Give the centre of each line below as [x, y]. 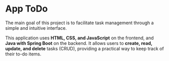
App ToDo [27, 9]
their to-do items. [23, 54]
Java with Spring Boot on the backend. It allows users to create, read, [79, 43]
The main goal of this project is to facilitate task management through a [80, 23]
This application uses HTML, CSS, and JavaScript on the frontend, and [80, 38]
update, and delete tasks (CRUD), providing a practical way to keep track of [85, 48]
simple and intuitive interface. [36, 28]
